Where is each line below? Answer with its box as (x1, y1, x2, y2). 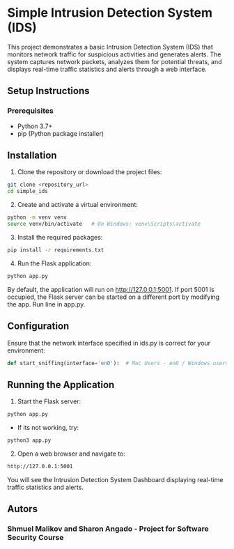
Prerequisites (7, 106, 54, 116)
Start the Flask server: (17, 397, 81, 405)
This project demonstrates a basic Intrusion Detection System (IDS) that (7, 42, 214, 51)
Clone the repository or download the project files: (17, 168, 162, 176)
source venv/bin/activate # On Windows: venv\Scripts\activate (7, 221, 201, 228)
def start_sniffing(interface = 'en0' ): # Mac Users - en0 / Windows (7, 359, 210, 366)
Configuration (7, 320, 70, 332)
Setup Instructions (7, 85, 90, 97)
